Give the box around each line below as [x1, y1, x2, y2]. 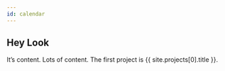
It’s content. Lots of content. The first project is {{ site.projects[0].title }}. [6, 55, 218, 64]
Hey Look [6, 37, 50, 49]
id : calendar [6, 10, 45, 18]
